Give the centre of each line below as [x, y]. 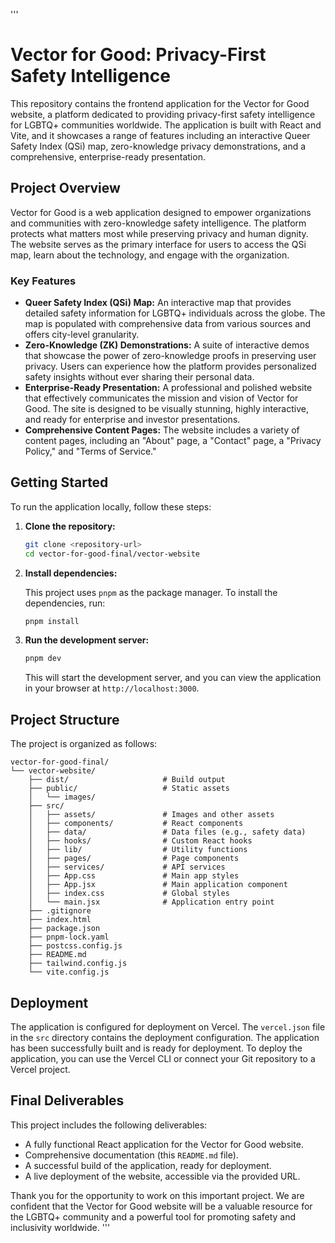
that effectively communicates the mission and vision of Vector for [161, 398]
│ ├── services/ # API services [127, 867]
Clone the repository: [70, 526]
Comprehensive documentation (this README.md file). [131, 1155]
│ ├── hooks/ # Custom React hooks [140, 841]
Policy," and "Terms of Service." [90, 451]
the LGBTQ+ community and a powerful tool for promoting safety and [153, 1216]
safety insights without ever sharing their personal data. [139, 377]
